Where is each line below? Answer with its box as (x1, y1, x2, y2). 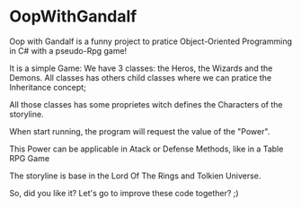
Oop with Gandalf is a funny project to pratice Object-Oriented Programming (9, 36, 293, 47)
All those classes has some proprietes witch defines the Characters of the (9, 99, 283, 109)
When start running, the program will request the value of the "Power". (9, 125, 270, 136)
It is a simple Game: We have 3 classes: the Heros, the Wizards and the (9, 63, 273, 73)
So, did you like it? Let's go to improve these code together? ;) (9, 187, 240, 198)
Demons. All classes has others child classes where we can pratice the (9, 72, 272, 82)
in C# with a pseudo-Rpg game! (9, 45, 128, 56)
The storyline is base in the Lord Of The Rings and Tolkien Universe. (9, 170, 261, 181)
